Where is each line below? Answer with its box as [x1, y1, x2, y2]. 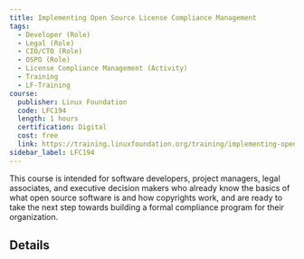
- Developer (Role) [17, 30, 91, 39]
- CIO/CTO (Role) [17, 47, 83, 56]
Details [9, 237, 50, 254]
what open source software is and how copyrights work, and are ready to [9, 192, 283, 203]
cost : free [17, 131, 59, 140]
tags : [9, 22, 30, 31]
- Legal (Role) [17, 38, 75, 48]
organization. [9, 211, 59, 222]
